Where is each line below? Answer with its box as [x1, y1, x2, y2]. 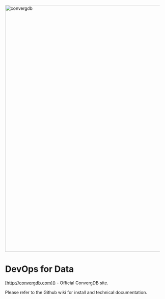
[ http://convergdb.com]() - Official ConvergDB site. [5, 280, 109, 286]
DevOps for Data [5, 263, 74, 275]
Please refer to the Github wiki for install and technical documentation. [5, 289, 147, 295]
